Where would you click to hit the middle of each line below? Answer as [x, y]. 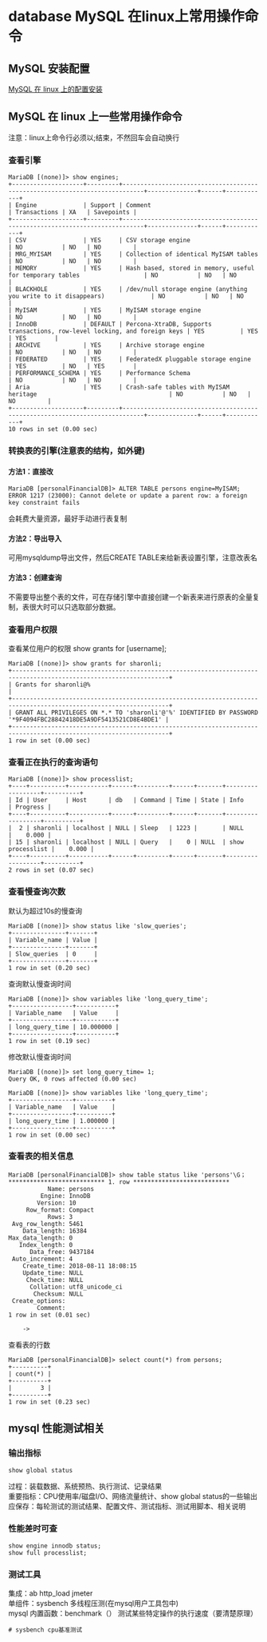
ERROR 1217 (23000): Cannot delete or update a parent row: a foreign [128, 496]
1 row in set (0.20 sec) [49, 968]
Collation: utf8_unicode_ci [76, 1287]
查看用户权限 [33, 629]
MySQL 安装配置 [49, 68]
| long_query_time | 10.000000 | [64, 1027]
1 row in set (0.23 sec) [49, 1402]
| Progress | [30, 807]
